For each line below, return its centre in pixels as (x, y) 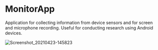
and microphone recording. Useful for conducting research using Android (79, 27)
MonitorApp (30, 9)
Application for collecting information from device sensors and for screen (79, 23)
